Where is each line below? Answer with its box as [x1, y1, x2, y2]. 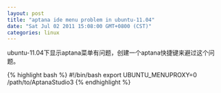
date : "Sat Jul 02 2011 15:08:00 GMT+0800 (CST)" [7, 23, 152, 29]
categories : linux [7, 29, 60, 36]
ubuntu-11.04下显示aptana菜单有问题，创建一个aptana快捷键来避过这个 [7, 49, 209, 57]
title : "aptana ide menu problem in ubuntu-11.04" [7, 16, 155, 23]
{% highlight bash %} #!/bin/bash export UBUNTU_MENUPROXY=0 [7, 71, 198, 79]
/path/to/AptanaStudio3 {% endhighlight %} [7, 78, 131, 86]
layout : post [7, 10, 45, 17]
